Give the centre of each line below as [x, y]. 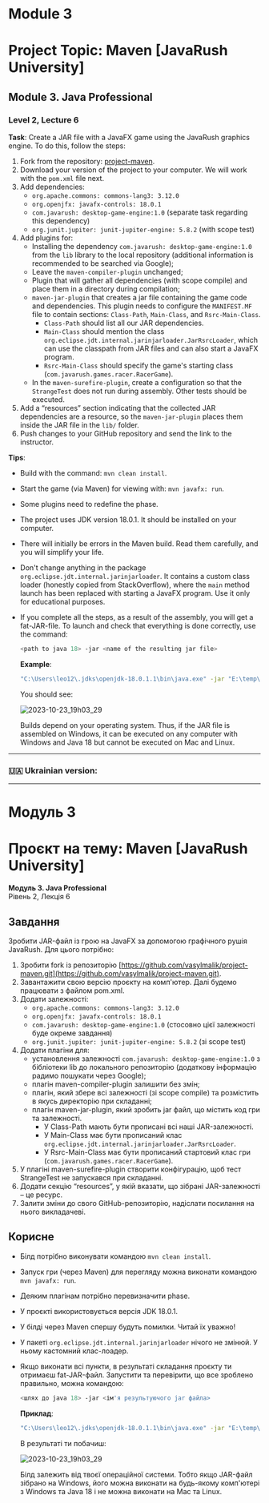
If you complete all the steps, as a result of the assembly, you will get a [137, 617]
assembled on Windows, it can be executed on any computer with [128, 733]
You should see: [46, 694]
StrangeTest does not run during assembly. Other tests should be [139, 391]
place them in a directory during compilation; [106, 289]
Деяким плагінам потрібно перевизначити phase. [105, 1296]
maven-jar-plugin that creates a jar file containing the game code [139, 298]
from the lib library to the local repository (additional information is [143, 255]
